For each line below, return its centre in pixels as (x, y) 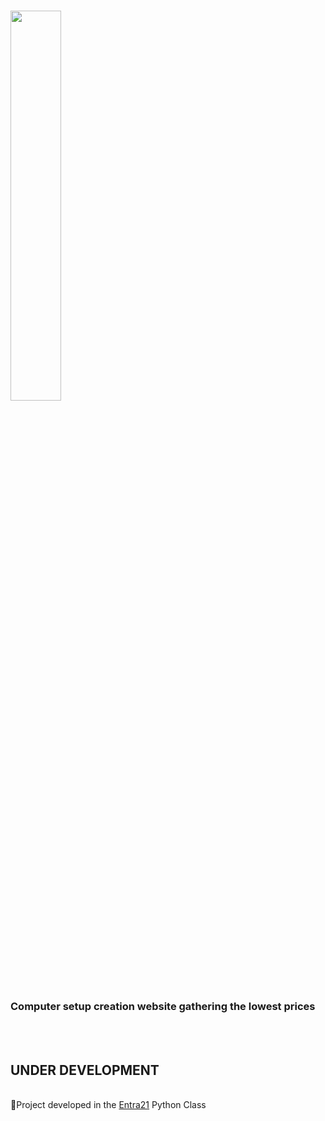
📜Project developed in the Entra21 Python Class (108, 1105)
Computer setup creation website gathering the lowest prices (163, 1007)
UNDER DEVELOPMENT (85, 1070)
